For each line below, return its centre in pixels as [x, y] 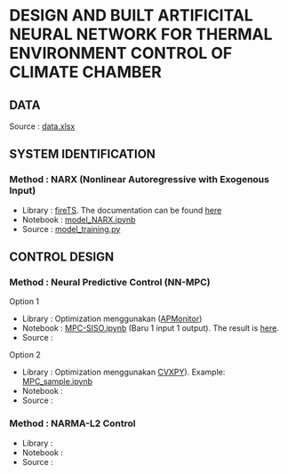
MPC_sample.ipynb [57, 382]
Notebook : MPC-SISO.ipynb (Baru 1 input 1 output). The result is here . [151, 328]
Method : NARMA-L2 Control [72, 423]
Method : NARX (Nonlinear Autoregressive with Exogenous [139, 180]
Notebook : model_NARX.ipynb [79, 220]
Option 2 [25, 355]
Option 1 [24, 301]
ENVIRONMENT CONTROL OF [121, 53]
